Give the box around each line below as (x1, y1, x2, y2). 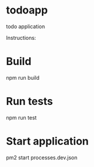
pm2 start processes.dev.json (6, 154, 78, 161)
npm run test (6, 114, 37, 121)
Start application (6, 135, 89, 148)
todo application (6, 23, 46, 30)
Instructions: (6, 34, 36, 41)
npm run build (6, 74, 40, 81)
